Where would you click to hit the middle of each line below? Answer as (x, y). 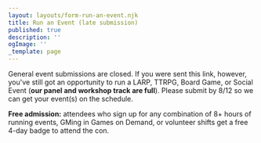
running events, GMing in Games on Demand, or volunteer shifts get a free (128, 122)
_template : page (34, 52)
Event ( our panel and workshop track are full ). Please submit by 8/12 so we (131, 90)
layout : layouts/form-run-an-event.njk (73, 15)
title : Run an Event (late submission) (73, 23)
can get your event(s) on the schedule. (71, 99)
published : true (34, 30)
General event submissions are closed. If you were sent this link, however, (127, 74)
